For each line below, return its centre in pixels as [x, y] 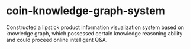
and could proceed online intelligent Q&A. [57, 40]
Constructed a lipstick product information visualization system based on [95, 27]
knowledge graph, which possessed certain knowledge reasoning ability [94, 33]
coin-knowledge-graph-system [86, 11]
